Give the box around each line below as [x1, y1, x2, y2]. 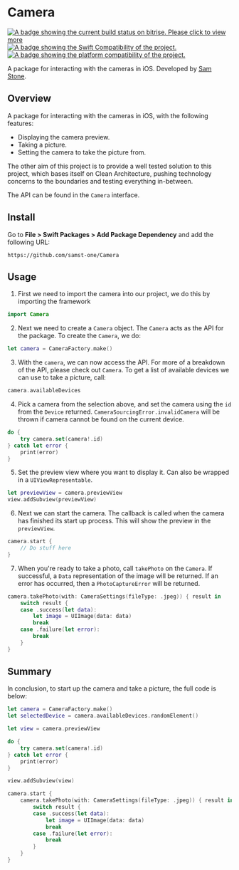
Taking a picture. [17, 140, 68, 149]
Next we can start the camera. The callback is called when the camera [17, 509, 225, 518]
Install [7, 211, 36, 224]
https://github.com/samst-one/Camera [7, 251, 119, 258]
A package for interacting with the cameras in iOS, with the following [7, 111, 208, 120]
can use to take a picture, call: [17, 373, 107, 382]
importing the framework [17, 297, 91, 306]
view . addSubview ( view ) [7, 777, 75, 785]
